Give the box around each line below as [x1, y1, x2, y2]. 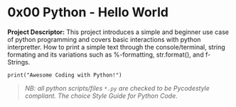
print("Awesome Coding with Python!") [7, 72, 122, 79]
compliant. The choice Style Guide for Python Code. [24, 91, 178, 100]
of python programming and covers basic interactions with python [7, 35, 201, 43]
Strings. [7, 57, 31, 66]
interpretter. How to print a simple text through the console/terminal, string [7, 43, 225, 51]
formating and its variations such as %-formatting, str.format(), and [7, 50, 204, 59]
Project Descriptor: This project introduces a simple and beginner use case [7, 28, 230, 36]
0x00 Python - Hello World [7, 4, 169, 21]
